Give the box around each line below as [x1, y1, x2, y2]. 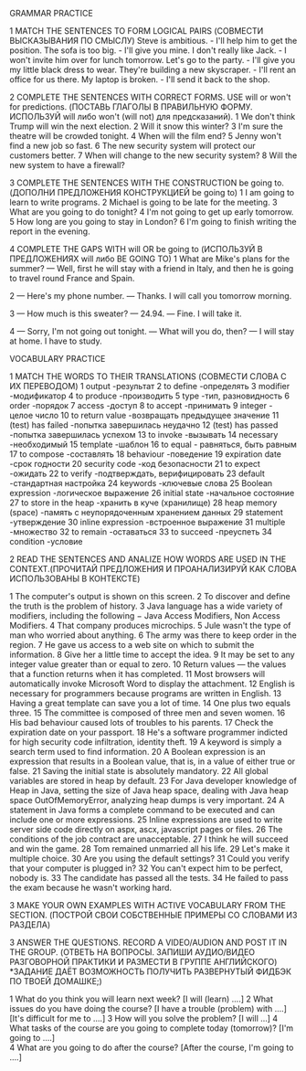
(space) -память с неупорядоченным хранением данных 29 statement [9, 507, 283, 517]
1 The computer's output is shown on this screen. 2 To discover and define [9, 591, 290, 601]
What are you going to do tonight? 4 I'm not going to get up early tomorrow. [9, 207, 294, 217]
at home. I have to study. [9, 335, 102, 346]
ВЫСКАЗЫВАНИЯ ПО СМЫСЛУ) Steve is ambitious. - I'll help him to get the [9, 36, 298, 46]
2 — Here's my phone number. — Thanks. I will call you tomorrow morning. [9, 291, 292, 301]
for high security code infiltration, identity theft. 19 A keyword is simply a [9, 737, 282, 748]
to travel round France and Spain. [9, 273, 135, 283]
